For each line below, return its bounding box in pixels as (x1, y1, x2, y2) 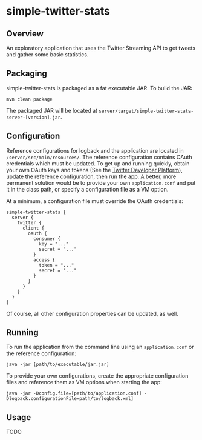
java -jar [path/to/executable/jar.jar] (6, 362, 110, 368)
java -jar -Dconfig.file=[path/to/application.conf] (6, 390, 142, 396)
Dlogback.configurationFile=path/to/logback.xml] (6, 396, 134, 402)
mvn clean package (6, 96, 53, 102)
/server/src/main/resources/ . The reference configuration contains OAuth (6, 153, 192, 161)
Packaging (6, 68, 47, 79)
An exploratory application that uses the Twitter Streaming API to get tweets (6, 44, 195, 52)
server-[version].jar (6, 114, 61, 121)
